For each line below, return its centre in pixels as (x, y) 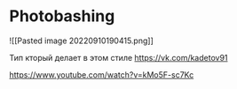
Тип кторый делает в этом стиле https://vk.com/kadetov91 (118, 57)
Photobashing (62, 16)
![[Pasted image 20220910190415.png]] (81, 41)
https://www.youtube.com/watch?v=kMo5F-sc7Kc (102, 74)
